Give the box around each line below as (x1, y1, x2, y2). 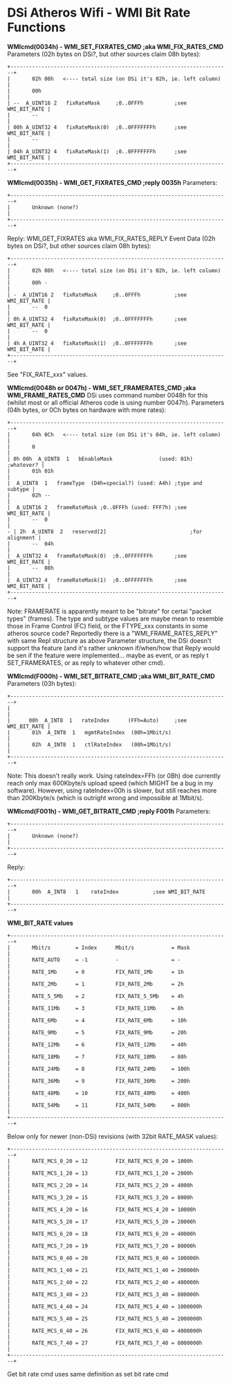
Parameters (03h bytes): (7, 679, 77, 687)
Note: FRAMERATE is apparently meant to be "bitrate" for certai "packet (7, 607, 212, 615)
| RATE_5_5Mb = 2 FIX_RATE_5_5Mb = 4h (7, 993, 185, 1000)
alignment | (7, 534, 41, 541)
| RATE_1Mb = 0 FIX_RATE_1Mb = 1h (7, 968, 185, 975)
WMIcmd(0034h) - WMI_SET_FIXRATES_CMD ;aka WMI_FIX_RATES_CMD (7, 42, 223, 51)
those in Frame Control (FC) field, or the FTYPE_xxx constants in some (7, 621, 208, 630)
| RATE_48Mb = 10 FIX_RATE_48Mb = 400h (7, 1090, 190, 1097)
